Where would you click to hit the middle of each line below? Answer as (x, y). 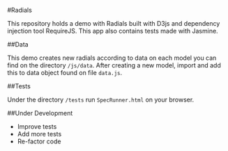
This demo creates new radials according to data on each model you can (112, 58)
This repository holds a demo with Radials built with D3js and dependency (114, 23)
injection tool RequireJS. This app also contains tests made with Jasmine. (113, 31)
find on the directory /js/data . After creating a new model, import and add (114, 65)
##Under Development (40, 113)
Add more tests (39, 134)
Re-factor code (39, 141)
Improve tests (37, 127)
